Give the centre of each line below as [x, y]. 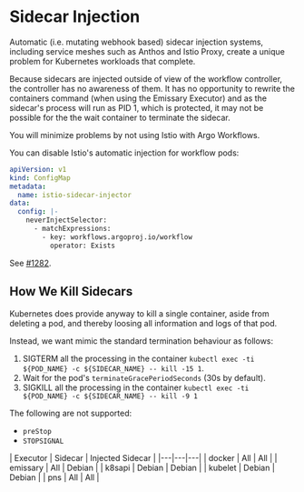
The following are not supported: [71, 413]
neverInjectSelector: [66, 220]
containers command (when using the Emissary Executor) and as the [138, 98]
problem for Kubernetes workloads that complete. [103, 61]
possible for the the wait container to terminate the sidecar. [120, 117]
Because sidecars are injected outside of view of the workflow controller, [146, 78]
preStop [37, 431]
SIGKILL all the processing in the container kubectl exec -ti [136, 387]
